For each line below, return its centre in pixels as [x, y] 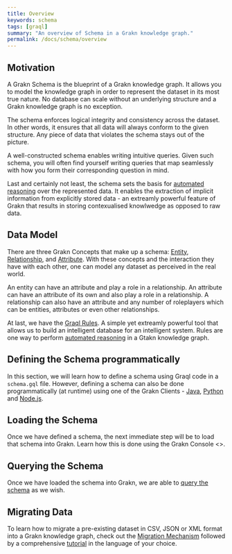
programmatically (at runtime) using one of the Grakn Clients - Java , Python [115, 391]
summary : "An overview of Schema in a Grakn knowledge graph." [100, 33]
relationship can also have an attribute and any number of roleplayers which [115, 302]
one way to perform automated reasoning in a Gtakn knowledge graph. [108, 337]
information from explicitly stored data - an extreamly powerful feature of [111, 198]
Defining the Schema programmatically [94, 359]
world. [16, 274]
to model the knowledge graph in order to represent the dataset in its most [113, 92]
